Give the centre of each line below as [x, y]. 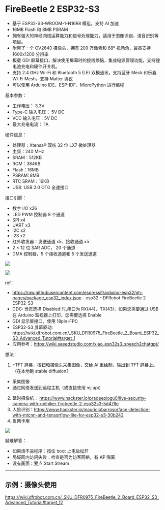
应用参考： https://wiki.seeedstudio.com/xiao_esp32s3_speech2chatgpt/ [85, 344]
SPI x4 [19, 220]
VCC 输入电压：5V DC [35, 118]
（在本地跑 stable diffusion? [40, 371]
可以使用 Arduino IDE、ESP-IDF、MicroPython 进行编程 [68, 85]
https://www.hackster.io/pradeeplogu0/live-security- [93, 398]
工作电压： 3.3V [28, 106]
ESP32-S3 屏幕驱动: [32, 327]
